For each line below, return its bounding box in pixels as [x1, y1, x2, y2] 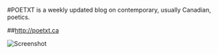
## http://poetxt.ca [7, 27, 60, 34]
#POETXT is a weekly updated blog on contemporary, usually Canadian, [7, 6, 211, 14]
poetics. [7, 13, 30, 21]
